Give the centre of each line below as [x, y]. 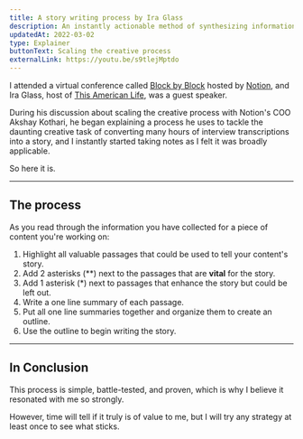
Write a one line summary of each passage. [103, 302]
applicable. [30, 151]
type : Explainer [40, 43]
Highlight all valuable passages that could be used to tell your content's [155, 254]
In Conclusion [49, 368]
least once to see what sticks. [64, 426]
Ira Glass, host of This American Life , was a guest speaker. [119, 95]
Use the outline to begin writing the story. [99, 331]
